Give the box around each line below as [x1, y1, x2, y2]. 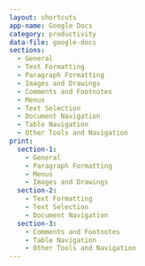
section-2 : [17, 186, 57, 195]
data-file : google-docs [9, 37, 97, 47]
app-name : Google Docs [9, 21, 93, 30]
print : [9, 137, 34, 145]
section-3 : [17, 219, 57, 228]
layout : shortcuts [9, 12, 77, 22]
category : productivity [9, 29, 97, 38]
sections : [9, 46, 46, 55]
